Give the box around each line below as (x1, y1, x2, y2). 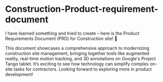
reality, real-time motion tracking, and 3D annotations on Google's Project (5, 55, 156, 61)
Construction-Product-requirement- (5, 3, 159, 15)
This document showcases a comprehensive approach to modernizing (5, 45, 150, 51)
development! (5, 71, 33, 77)
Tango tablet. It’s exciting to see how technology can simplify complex (5, 61, 149, 67)
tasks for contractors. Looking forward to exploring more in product (13, 66, 152, 72)
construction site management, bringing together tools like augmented (5, 50, 150, 56)
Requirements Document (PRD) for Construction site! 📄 (5, 36, 118, 41)
